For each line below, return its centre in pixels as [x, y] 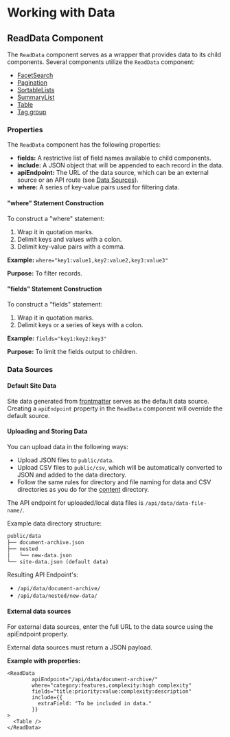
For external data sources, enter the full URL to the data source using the [110, 626]
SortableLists [36, 90]
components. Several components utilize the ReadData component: [101, 62]
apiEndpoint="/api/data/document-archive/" [95, 679]
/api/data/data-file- [176, 504]
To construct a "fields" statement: [55, 304]
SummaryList [36, 97]
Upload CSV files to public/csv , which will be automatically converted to [119, 468]
